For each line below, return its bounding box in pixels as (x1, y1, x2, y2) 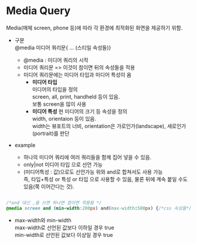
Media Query (6, 4, 71, 18)
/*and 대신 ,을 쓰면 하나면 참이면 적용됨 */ (6, 199, 102, 206)
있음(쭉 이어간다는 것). (23, 183, 74, 190)
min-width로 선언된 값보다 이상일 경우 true (14, 231, 113, 238)
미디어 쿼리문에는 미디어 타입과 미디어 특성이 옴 (23, 71, 132, 78)
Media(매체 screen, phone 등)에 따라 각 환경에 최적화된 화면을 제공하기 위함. (6, 24, 183, 31)
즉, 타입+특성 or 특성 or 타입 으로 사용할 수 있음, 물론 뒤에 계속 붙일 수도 (23, 175, 188, 182)
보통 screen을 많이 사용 (32, 100, 87, 107)
